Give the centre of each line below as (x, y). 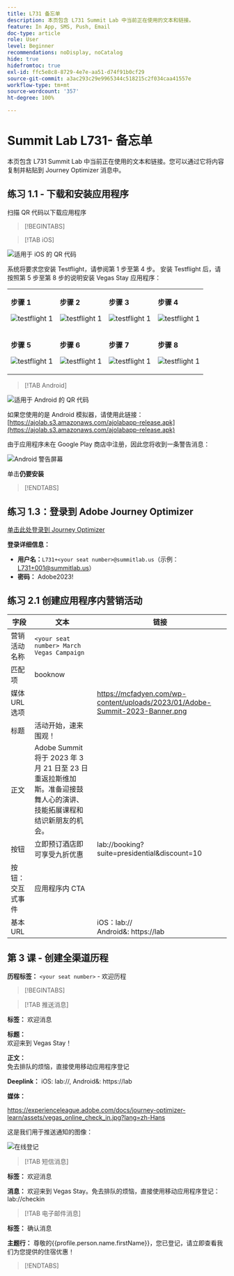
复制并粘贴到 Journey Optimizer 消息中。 (66, 170)
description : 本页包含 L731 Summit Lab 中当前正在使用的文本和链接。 (101, 20)
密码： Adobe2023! (45, 577)
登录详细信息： (29, 545)
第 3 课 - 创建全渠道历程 (58, 958)
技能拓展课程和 (59, 810)
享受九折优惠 (62, 854)
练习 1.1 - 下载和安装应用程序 (68, 194)
